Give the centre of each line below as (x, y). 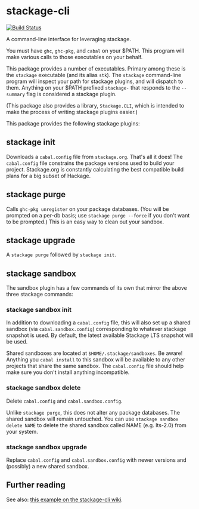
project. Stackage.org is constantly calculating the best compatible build (95, 169)
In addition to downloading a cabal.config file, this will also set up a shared (98, 323)
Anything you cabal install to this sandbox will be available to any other (96, 360)
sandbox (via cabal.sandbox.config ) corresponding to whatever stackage (96, 329)
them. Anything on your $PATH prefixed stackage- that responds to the (93, 87)
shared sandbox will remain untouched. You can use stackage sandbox (92, 419)
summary (16, 94)
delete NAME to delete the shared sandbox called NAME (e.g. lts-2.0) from (96, 425)
